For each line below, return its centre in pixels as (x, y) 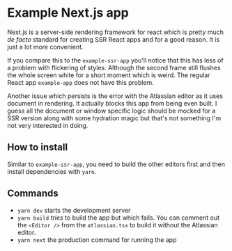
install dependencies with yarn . (52, 171)
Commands (33, 194)
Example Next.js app (68, 13)
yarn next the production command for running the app (97, 240)
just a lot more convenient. (45, 47)
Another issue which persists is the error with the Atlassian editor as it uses (115, 96)
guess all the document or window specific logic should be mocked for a (111, 111)
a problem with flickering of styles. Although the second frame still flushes (114, 67)
